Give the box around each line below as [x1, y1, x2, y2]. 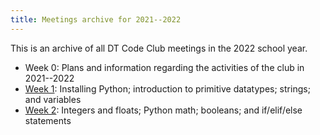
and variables [24, 93, 82, 105]
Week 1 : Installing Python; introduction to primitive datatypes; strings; [24, 82, 311, 95]
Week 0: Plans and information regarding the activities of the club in [24, 61, 305, 73]
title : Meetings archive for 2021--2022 [10, 14, 182, 25]
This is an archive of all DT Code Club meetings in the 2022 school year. [10, 42, 308, 54]
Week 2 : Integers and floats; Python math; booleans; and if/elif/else [24, 104, 303, 116]
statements [24, 114, 72, 126]
